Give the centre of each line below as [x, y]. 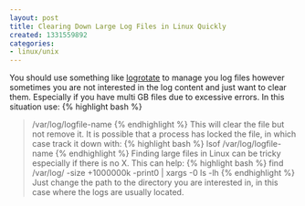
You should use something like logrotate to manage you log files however [147, 77]
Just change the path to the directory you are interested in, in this [155, 182]
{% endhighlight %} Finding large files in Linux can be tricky [168, 154]
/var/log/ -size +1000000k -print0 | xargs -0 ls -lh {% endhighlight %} [163, 173]
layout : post [34, 18]
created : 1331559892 [49, 35]
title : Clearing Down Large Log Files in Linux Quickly [118, 26]
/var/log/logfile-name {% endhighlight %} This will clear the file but [158, 125]
